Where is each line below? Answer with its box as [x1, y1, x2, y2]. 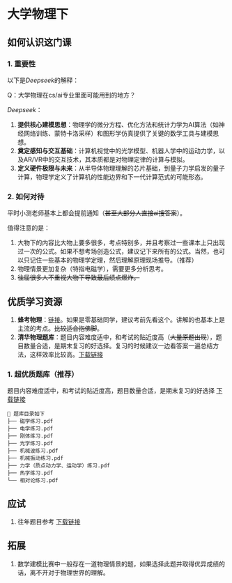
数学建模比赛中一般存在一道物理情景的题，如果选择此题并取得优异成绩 [17, 559, 219, 568]
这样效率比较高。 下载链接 [29, 350, 103, 359]
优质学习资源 [7, 295, 63, 307]
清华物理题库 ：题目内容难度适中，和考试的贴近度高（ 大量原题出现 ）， [17, 332, 216, 341]
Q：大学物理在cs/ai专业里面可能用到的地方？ [7, 91, 136, 99]
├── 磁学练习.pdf [7, 418, 54, 425]
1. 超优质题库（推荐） [7, 369, 79, 379]
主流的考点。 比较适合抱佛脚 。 [17, 324, 103, 332]
